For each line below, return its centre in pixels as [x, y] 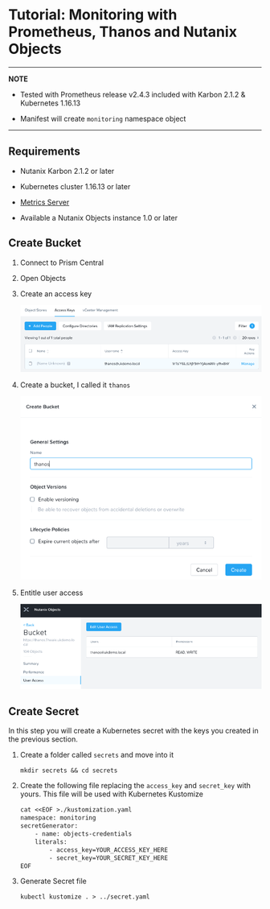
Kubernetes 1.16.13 [50, 103]
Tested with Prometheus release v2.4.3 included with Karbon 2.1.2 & [133, 94]
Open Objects [43, 278]
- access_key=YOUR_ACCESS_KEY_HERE [109, 850]
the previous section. [43, 739]
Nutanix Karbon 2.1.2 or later [67, 171]
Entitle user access [51, 593]
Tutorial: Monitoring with [93, 15]
